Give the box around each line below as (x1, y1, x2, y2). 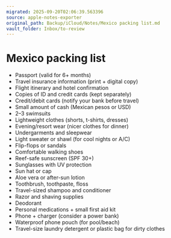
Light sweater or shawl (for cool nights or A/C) (14, 136, 131, 143)
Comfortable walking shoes (14, 148, 84, 155)
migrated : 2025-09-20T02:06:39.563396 (6, 8, 104, 15)
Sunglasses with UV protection (14, 161, 92, 169)
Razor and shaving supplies (14, 193, 84, 201)
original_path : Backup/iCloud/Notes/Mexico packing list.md (6, 20, 161, 26)
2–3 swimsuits (14, 110, 51, 117)
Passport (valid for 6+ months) (14, 72, 92, 79)
